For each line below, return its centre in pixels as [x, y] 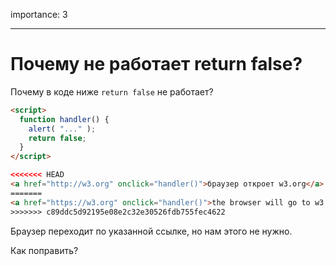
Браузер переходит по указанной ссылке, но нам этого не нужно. [151, 231]
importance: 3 [39, 14]
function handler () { [64, 119]
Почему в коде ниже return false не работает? [112, 91]
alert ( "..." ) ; [62, 129]
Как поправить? [44, 250]
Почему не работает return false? [156, 64]
